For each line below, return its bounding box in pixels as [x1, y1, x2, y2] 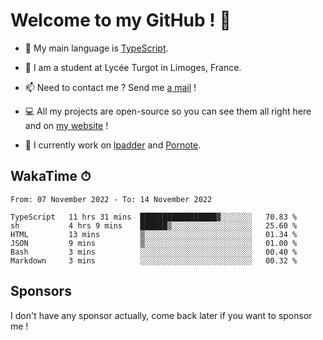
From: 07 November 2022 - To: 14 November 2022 [10, 194, 213, 204]
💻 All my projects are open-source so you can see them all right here [24, 105, 312, 117]
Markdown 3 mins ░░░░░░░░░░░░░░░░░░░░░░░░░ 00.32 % [10, 255, 298, 266]
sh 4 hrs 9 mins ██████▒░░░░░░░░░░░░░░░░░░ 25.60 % [10, 220, 298, 231]
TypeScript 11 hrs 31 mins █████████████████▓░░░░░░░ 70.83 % [10, 212, 298, 222]
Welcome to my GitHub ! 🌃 [10, 9, 232, 32]
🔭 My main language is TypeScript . [24, 42, 169, 54]
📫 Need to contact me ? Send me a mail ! [24, 81, 197, 93]
